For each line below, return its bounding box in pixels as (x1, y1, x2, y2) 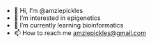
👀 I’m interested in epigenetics (13, 14, 101, 22)
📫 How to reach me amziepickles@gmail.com (13, 29, 147, 37)
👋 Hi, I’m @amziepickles (13, 7, 83, 14)
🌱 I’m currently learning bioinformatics (13, 21, 124, 29)
